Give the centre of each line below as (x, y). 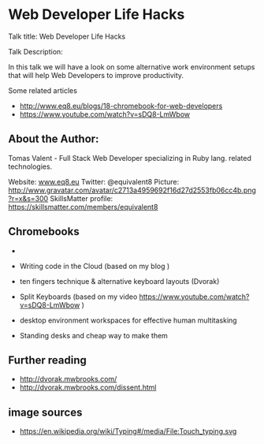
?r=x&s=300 (28, 198)
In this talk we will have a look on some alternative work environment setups (132, 67)
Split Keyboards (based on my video (78, 297)
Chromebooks (44, 231)
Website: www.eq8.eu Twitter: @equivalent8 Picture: (94, 181)
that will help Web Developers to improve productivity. (96, 75)
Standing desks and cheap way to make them (93, 335)
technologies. (30, 166)
